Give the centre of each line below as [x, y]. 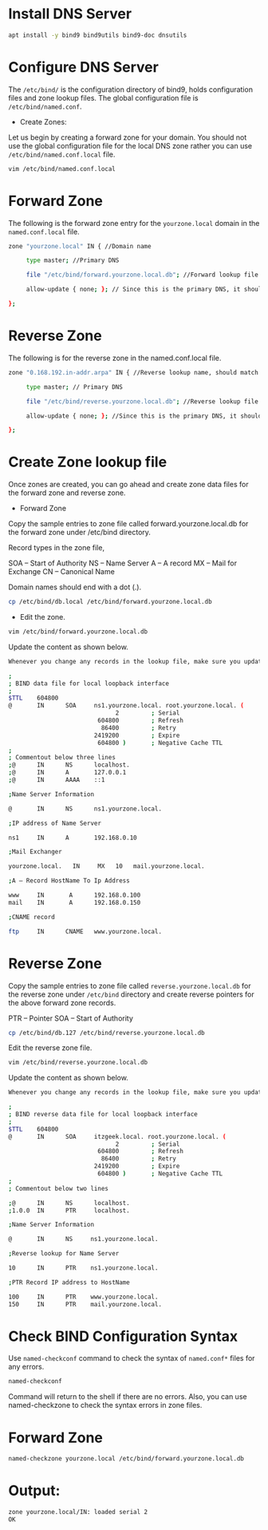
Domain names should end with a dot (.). [75, 587]
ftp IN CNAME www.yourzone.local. [85, 931]
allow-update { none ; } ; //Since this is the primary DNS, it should [144, 416]
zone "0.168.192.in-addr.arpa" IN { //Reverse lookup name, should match [134, 372]
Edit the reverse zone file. [50, 1048]
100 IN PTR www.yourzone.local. [83, 1297]
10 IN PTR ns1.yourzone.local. [83, 1268]
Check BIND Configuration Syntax [123, 1336]
